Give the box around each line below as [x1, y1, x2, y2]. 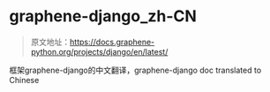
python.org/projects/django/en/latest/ [30, 46, 169, 57]
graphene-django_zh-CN [9, 6, 197, 27]
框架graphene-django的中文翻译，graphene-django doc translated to [9, 65, 262, 75]
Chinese [9, 74, 40, 85]
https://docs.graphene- [69, 36, 155, 47]
